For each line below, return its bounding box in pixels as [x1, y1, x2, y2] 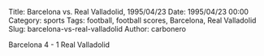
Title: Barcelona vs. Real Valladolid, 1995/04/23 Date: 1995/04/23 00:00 [8, 7, 249, 16]
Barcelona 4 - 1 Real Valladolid [8, 40, 110, 50]
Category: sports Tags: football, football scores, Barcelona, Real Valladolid [8, 15, 257, 25]
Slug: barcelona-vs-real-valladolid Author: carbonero [8, 24, 187, 33]
